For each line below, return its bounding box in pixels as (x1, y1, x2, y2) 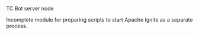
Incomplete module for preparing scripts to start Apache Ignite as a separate (6, 16, 193, 23)
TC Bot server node (6, 5, 54, 12)
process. (6, 23, 28, 29)
